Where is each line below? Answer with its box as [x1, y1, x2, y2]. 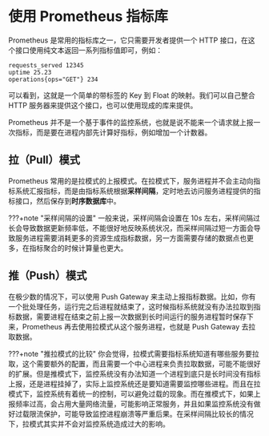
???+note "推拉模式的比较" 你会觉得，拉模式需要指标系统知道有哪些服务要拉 [8, 349, 259, 358]
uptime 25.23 [8, 68, 52, 76]
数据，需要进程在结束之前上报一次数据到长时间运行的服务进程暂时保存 [14, 312, 247, 321]
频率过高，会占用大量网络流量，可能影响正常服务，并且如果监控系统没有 [14, 398, 254, 409]
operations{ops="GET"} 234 [8, 75, 98, 83]
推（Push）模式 [8, 269, 87, 283]
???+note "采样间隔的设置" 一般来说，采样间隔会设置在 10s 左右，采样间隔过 [8, 213, 260, 223]
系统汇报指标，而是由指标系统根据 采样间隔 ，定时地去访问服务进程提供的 [14, 186, 254, 196]
